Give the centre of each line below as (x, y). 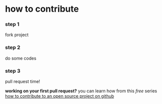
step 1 (12, 24)
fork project (17, 35)
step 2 (13, 47)
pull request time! (23, 82)
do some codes (21, 58)
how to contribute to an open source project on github (59, 96)
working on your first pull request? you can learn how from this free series (81, 91)
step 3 (13, 71)
